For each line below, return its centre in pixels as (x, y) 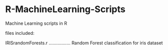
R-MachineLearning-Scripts (65, 9)
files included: (20, 33)
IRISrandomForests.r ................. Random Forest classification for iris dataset (84, 43)
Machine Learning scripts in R (36, 23)
